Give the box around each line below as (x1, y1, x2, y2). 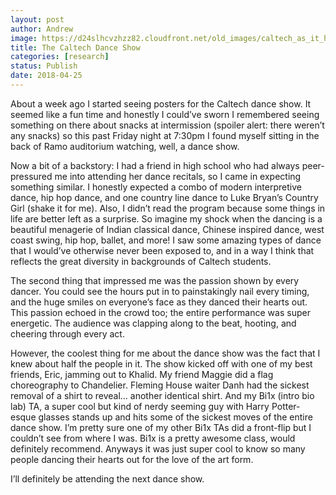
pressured (10, 170, 53, 182)
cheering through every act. (10, 327, 125, 340)
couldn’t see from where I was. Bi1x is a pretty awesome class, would (10, 432, 296, 444)
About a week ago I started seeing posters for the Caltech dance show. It (10, 97, 312, 110)
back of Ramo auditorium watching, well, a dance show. (10, 140, 240, 152)
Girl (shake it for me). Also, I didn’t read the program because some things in (10, 202, 326, 214)
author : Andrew (10, 24, 74, 34)
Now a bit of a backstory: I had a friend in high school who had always (10, 159, 300, 171)
